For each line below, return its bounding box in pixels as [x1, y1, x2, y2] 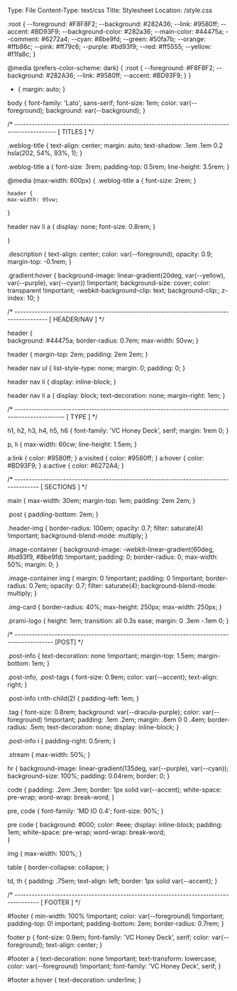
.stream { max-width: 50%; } [7, 751, 91, 758]
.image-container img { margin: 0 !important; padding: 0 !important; [7, 574, 204, 582]
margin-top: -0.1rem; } [7, 258, 72, 265]
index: [7, 294, 26, 302]
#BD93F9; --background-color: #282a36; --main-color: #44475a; [31, 28, 224, 35]
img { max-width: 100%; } [7, 849, 82, 858]
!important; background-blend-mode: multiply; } [7, 531, 148, 540]
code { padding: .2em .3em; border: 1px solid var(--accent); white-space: [7, 785, 222, 794]
